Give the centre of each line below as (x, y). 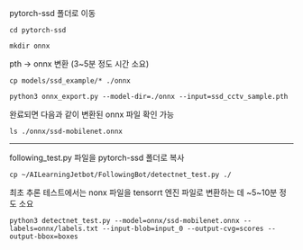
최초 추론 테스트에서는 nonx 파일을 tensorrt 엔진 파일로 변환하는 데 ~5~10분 (143, 192)
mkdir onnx (30, 46)
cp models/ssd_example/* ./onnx (70, 81)
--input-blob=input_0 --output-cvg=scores (183, 228)
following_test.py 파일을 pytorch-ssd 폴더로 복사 (97, 157)
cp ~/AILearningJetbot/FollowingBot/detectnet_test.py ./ (120, 174)
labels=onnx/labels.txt (54, 228)
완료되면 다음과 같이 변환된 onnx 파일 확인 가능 (92, 114)
